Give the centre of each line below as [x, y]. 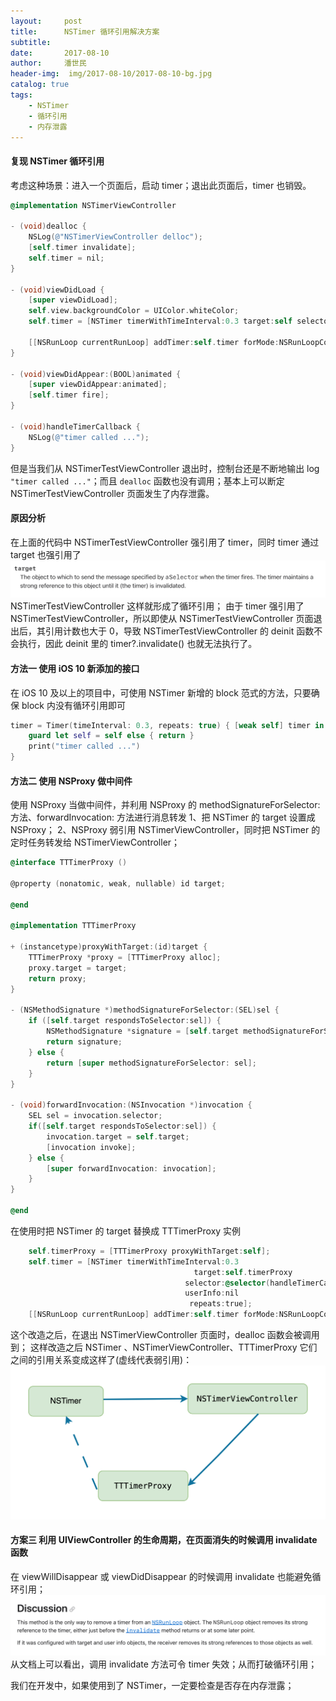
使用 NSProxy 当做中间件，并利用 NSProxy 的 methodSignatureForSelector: [165, 805]
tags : [21, 95]
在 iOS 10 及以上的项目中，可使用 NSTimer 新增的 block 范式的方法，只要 [161, 692]
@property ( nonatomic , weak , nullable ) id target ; [118, 883]
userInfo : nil [212, 1293]
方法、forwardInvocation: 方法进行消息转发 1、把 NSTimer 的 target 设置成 [163, 817]
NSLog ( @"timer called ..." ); [89, 437]
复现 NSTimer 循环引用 [57, 161]
